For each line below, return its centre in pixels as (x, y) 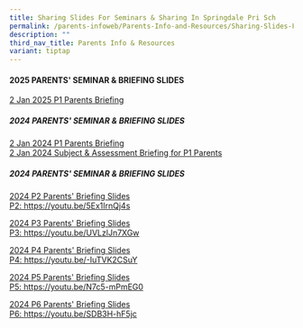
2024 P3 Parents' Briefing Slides (70, 223)
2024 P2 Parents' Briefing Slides (70, 196)
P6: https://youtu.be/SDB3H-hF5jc (73, 314)
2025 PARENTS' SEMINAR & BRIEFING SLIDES (97, 80)
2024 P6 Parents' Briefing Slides (70, 305)
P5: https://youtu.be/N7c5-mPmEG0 (77, 287)
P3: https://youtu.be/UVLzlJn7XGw (74, 233)
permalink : (30, 26)
